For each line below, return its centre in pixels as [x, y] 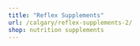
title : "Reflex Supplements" [56, 15]
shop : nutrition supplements [56, 30]
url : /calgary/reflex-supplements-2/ [70, 23]
